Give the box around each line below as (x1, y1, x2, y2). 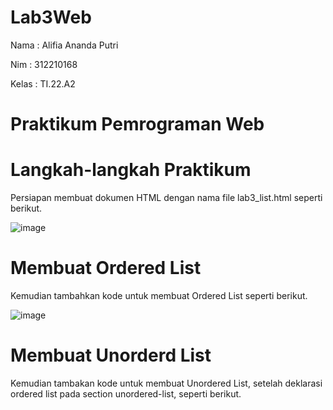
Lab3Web (10, 6, 92, 29)
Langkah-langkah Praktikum (10, 159, 252, 181)
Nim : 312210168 (10, 58, 78, 70)
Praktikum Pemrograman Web (10, 113, 265, 136)
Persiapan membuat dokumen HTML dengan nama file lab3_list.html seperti (10, 192, 323, 204)
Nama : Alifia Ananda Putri (10, 39, 119, 51)
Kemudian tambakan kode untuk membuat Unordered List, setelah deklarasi (10, 377, 323, 389)
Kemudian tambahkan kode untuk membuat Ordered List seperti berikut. (10, 290, 308, 301)
